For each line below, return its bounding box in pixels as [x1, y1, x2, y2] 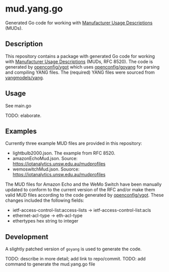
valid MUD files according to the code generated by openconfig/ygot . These [5, 192, 164, 198]
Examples [5, 127, 37, 135]
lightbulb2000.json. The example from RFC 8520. [12, 150, 116, 156]
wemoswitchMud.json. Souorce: [12, 166, 80, 172]
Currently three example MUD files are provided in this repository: [5, 140, 142, 146]
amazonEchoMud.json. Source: [12, 155, 78, 161]
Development [5, 233, 49, 241]
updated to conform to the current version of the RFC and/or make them [5, 187, 155, 193]
